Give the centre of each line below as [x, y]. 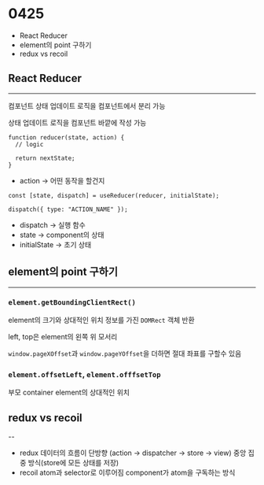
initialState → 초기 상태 [55, 244]
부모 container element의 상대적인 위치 [69, 392]
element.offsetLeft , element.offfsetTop [84, 374]
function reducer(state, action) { [66, 137]
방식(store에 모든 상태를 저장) [73, 462]
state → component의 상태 [62, 235]
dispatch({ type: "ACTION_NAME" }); [68, 209]
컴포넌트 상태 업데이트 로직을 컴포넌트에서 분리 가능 [87, 106]
